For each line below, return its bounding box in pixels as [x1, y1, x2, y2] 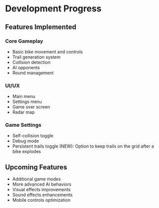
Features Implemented [5, 23, 77, 31]
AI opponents [12, 64, 40, 70]
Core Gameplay [5, 38, 44, 45]
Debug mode [12, 138, 39, 144]
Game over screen [12, 104, 51, 110]
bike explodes [12, 149, 41, 155]
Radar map [12, 109, 35, 115]
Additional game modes [12, 176, 61, 182]
